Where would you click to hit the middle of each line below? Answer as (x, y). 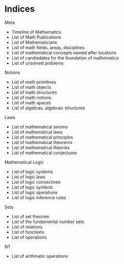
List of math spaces (31, 102)
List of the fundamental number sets (48, 222)
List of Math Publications (36, 37)
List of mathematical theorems (42, 142)
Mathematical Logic (24, 162)
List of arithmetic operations (40, 256)
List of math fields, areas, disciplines (48, 47)
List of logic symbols (32, 187)
